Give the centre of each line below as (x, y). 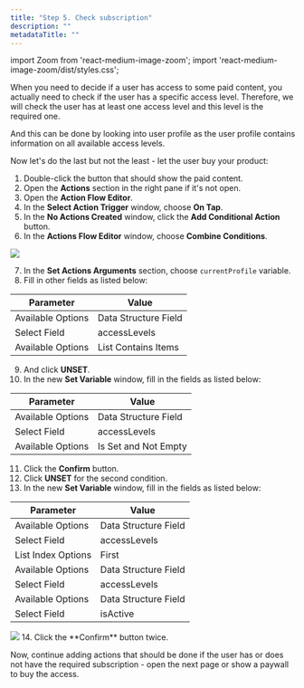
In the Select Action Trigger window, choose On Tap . (123, 207)
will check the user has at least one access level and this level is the (137, 107)
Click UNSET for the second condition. (95, 478)
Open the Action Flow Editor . (78, 198)
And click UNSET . (57, 370)
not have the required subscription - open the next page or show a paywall (149, 664)
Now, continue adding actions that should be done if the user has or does (147, 655)
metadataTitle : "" (45, 34)
